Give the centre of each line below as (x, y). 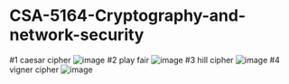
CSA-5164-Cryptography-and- (128, 16)
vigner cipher (34, 70)
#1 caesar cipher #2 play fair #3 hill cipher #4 (144, 60)
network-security (77, 35)
